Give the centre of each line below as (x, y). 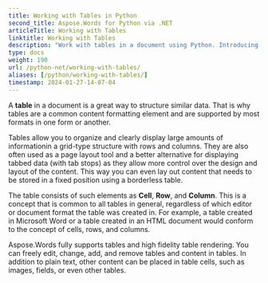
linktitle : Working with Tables (62, 38)
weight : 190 (28, 61)
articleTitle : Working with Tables (67, 30)
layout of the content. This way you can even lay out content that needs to (130, 171)
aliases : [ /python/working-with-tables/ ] (78, 75)
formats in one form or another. (60, 122)
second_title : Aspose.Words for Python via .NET (91, 23)
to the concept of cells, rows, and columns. (79, 229)
